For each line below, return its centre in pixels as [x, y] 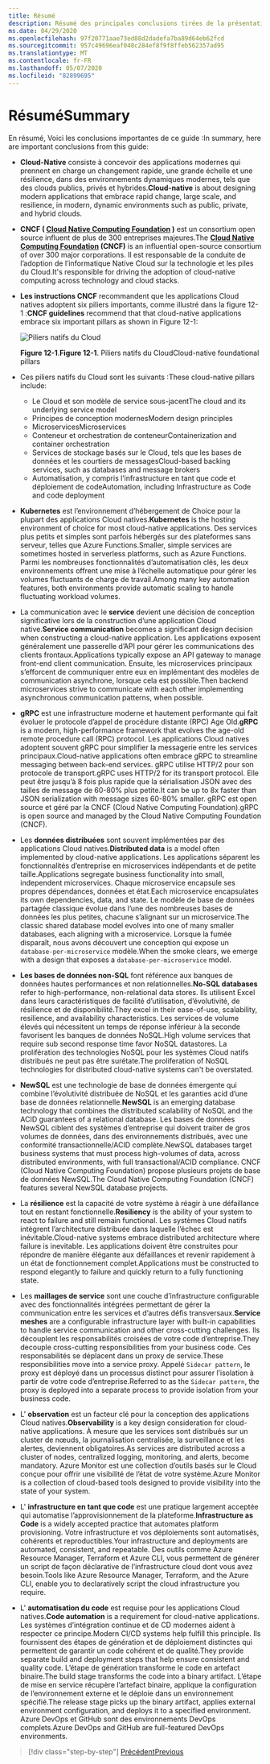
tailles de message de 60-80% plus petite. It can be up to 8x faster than [138, 790]
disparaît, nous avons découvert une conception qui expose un [124, 942]
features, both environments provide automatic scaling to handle [127, 588]
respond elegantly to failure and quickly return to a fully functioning [131, 1271]
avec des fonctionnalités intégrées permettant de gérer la [115, 1304]
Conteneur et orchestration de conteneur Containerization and [134, 435]
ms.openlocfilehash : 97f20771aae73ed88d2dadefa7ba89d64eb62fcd [117, 38]
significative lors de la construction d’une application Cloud [118, 620]
